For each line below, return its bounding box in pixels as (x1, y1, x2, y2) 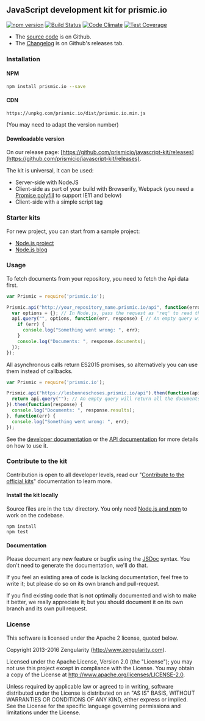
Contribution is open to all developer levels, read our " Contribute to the (6, 471, 185, 478)
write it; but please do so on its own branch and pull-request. (6, 580, 160, 588)
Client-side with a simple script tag (15, 198, 103, 205)
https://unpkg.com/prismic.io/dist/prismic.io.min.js (6, 110, 146, 117)
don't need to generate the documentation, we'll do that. (6, 562, 148, 569)
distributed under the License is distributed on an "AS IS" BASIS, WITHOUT (6, 689, 195, 697)
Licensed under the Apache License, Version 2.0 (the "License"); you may (6, 657, 193, 665)
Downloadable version (6, 135, 65, 142)
